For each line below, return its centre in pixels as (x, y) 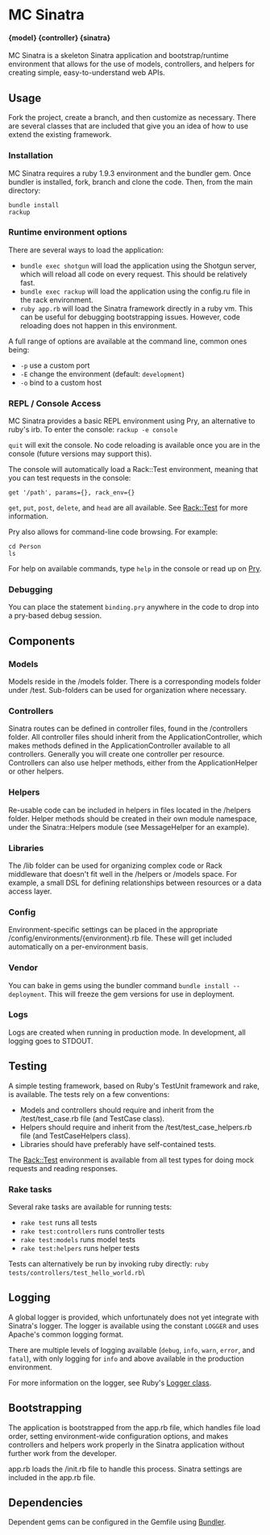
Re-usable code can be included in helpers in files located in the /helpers (130, 810)
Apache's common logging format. (66, 1334)
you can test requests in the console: (70, 478)
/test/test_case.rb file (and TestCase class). (92, 1118)
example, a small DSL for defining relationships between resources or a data (135, 882)
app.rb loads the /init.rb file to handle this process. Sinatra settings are (125, 1469)
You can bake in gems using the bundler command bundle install (119, 985)
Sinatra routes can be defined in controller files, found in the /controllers (128, 728)
